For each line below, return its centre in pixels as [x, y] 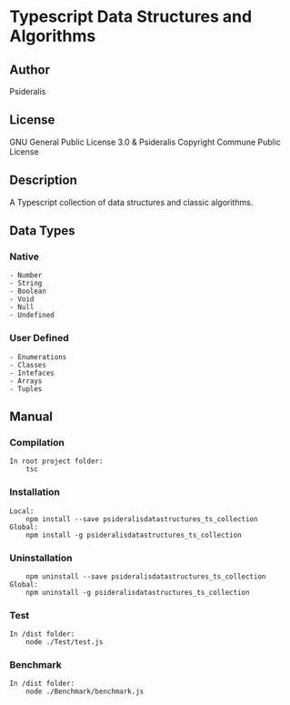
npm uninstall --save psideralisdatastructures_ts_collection [146, 576]
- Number [26, 276]
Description [43, 181]
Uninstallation [41, 558]
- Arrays [26, 381]
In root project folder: [56, 461]
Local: [22, 511]
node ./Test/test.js [65, 642]
